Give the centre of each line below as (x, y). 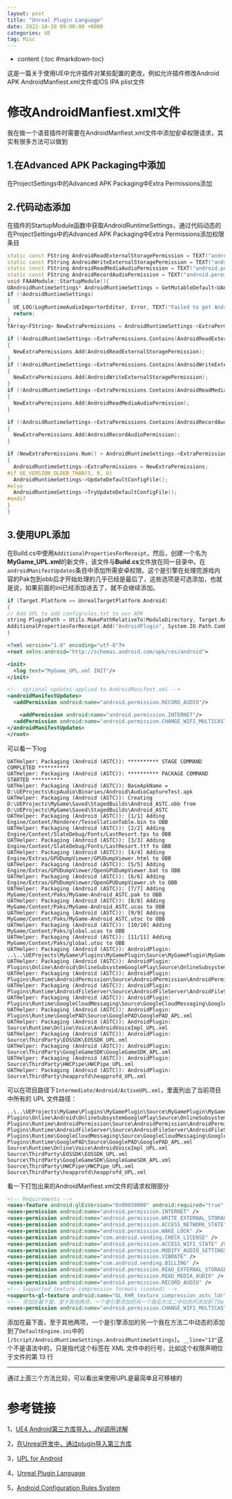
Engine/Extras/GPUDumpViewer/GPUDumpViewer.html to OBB (89, 858)
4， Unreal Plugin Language (46, 1473)
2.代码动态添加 (39, 207)
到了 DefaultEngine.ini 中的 (46, 1331)
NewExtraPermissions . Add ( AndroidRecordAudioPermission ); (97, 435)
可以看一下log (27, 748)
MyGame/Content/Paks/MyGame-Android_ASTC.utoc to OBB (86, 919)
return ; (25, 313)
